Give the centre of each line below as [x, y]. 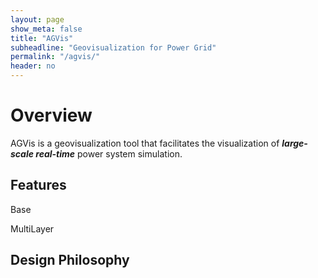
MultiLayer [32, 228]
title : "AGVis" [42, 38]
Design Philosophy [70, 260]
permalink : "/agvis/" [55, 57]
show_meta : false [46, 29]
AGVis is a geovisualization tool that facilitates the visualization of [145, 143]
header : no [33, 66]
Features [38, 185]
